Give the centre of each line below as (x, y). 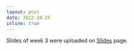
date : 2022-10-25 (28, 18)
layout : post (23, 12)
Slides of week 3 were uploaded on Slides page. (67, 41)
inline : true (23, 23)
